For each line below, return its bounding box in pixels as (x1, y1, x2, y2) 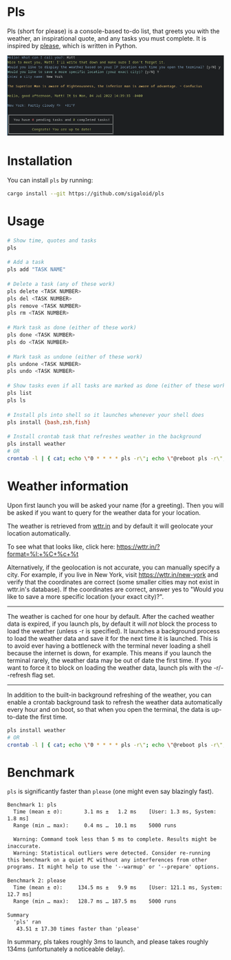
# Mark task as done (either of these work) (7, 325, 137, 331)
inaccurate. (7, 843, 41, 850)
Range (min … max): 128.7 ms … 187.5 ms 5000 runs (13, 898, 177, 905)
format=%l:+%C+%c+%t (7, 549, 79, 558)
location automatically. (7, 529, 71, 538)
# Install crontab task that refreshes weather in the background (7, 433, 201, 440)
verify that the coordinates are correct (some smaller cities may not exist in (7, 578, 220, 586)
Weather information (7, 478, 129, 494)
